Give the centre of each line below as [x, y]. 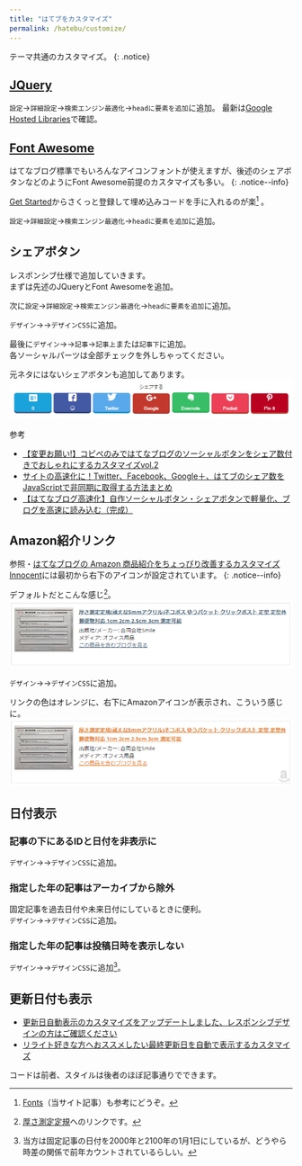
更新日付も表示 [51, 999]
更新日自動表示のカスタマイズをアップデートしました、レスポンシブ [148, 1022]
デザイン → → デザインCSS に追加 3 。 [67, 967]
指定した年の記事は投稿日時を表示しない [97, 946]
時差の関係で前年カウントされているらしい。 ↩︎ [110, 1152]
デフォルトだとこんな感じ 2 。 [63, 594]
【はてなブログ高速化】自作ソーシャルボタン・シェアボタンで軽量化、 [152, 498]
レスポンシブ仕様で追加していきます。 [80, 275]
